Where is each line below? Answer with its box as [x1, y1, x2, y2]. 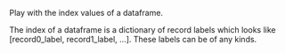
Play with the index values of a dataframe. [9, 8, 163, 18]
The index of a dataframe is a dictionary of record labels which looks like [9, 25, 276, 34]
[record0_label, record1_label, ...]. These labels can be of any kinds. [9, 34, 257, 44]
